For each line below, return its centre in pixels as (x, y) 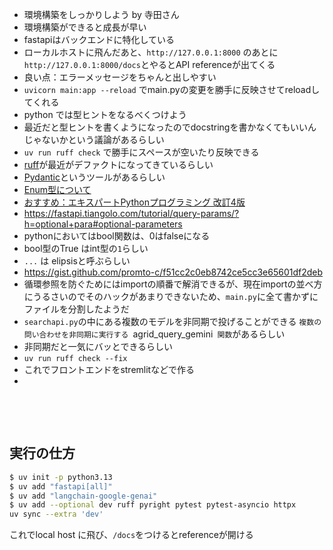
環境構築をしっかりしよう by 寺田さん (101, 14)
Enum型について (57, 189)
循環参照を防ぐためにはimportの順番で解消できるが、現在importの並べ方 (173, 284)
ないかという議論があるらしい (103, 139)
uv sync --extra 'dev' (56, 514)
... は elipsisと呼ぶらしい (77, 261)
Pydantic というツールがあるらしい (94, 177)
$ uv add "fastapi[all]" (61, 486)
